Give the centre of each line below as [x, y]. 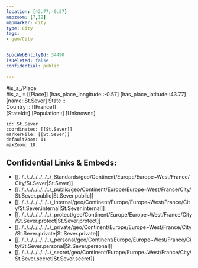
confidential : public [33, 66]
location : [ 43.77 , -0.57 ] [37, 12]
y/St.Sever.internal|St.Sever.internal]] [60, 208]
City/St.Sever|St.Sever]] [44, 183]
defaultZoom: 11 [26, 140]
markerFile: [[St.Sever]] [38, 134]
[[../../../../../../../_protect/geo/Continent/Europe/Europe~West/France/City [103, 215]
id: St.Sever [22, 124]
